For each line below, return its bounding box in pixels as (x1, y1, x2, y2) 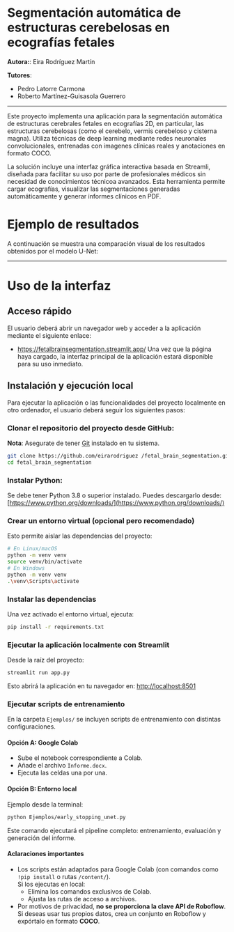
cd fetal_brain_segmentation (7, 458, 92, 466)
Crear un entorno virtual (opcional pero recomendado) (7, 515, 195, 525)
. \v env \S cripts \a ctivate (7, 577, 79, 584)
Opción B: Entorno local (7, 785, 77, 793)
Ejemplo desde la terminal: (7, 800, 84, 809)
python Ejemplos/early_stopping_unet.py (7, 814, 127, 821)
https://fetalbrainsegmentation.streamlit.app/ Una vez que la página (17, 345, 212, 353)
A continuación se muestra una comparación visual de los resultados (7, 239, 205, 248)
